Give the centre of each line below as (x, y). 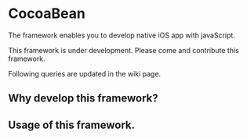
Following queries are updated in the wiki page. (85, 73)
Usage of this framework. (72, 125)
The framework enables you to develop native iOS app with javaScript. (122, 35)
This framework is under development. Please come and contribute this (123, 50)
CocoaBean (47, 14)
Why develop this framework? (83, 98)
